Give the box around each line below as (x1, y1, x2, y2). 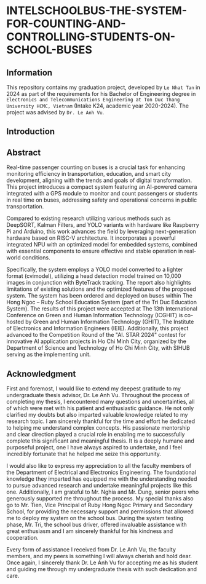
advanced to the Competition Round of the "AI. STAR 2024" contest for (6, 331, 186, 339)
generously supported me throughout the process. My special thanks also (6, 495, 194, 502)
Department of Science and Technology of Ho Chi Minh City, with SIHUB (6, 344, 191, 352)
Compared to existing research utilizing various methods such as (6, 215, 171, 222)
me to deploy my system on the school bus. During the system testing (6, 515, 183, 522)
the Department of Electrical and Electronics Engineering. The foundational (6, 468, 197, 476)
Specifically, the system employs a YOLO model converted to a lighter (6, 266, 183, 274)
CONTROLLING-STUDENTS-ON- (6, 30, 176, 44)
